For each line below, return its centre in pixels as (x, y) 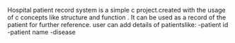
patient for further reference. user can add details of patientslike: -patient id (118, 25)
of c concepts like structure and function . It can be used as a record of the (117, 17)
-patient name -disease (41, 32)
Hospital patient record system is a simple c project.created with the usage (116, 10)
